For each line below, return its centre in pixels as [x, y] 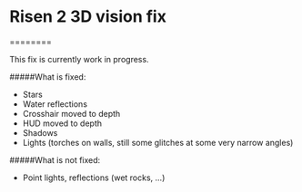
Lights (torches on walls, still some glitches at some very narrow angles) [158, 142]
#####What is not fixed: [55, 159]
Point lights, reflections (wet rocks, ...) [94, 178]
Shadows [40, 132]
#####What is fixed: [48, 77]
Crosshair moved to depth [71, 113]
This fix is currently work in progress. [79, 59]
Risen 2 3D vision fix [88, 17]
